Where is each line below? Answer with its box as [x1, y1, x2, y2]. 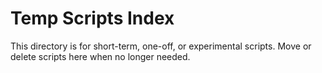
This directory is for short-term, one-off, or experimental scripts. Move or [10, 40, 312, 52]
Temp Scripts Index [10, 7, 175, 30]
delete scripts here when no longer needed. [10, 50, 191, 62]
